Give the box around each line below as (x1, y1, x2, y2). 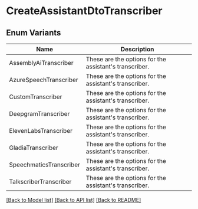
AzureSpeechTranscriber (9, 76, 78, 84)
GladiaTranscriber (9, 143, 59, 152)
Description (120, 45, 154, 53)
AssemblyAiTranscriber (9, 59, 74, 67)
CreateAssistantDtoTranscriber (6, 4, 163, 18)
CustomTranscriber (9, 93, 62, 101)
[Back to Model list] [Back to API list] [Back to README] (6, 197, 141, 203)
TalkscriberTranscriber (9, 178, 72, 185)
